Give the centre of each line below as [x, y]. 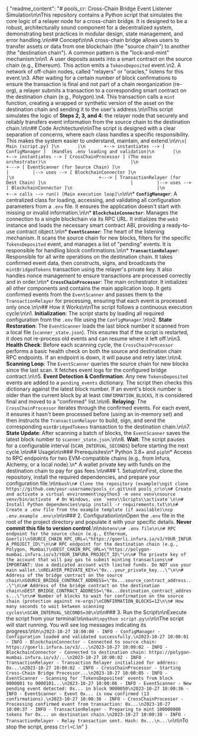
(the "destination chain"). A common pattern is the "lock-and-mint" [88, 52]
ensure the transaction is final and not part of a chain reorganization [89, 84]
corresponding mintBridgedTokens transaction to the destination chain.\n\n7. [98, 427]
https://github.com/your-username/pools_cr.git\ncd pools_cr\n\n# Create [99, 489]
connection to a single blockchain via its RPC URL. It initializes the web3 [92, 219]
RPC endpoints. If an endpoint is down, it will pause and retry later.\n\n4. [94, 357]
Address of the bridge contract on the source [64, 575]
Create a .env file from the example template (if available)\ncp [90, 510]
